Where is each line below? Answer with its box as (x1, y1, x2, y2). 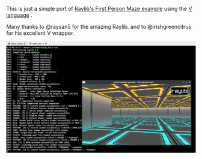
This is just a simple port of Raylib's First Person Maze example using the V (6, 5, 192, 12)
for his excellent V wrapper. (6, 29, 75, 37)
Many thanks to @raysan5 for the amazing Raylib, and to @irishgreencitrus (6, 23, 192, 30)
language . (6, 11, 32, 19)
